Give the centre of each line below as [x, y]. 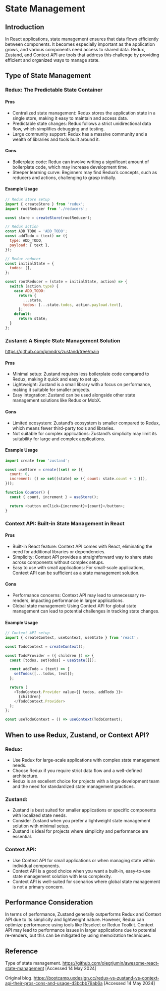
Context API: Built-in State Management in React [65, 523]
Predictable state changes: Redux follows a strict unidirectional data [82, 123]
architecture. [25, 776]
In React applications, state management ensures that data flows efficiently [82, 39]
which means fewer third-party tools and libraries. [63, 428]
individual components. [36, 866]
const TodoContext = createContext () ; [45, 646]
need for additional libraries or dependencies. [59, 551]
